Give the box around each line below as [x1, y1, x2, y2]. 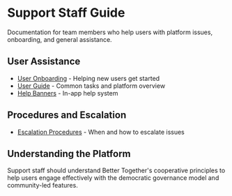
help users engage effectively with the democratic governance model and [7, 174, 219, 182]
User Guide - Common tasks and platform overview [17, 82, 166, 90]
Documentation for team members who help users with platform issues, [7, 28, 213, 36]
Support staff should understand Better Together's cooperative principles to [7, 166, 226, 175]
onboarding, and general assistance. [7, 35, 113, 43]
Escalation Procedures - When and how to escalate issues [17, 128, 185, 136]
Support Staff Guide [7, 5, 125, 21]
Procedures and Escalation [7, 110, 127, 121]
